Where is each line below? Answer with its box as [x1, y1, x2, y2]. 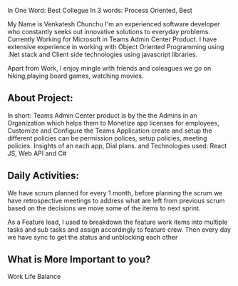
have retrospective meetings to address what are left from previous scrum [7, 196, 225, 205]
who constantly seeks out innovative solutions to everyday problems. [7, 28, 210, 36]
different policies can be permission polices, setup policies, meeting [7, 133, 207, 142]
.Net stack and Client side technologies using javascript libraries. [7, 50, 198, 58]
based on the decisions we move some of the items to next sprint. [7, 203, 201, 213]
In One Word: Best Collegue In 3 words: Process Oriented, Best [7, 6, 192, 14]
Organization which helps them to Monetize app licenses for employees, [7, 118, 219, 127]
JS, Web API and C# [7, 149, 67, 158]
